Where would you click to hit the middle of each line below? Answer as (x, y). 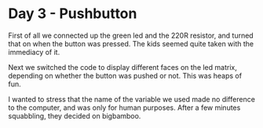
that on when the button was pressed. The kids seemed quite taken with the (131, 43)
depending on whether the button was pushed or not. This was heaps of (125, 75)
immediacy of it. (34, 52)
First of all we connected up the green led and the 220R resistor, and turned (131, 35)
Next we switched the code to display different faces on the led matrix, (122, 67)
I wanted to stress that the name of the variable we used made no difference (131, 99)
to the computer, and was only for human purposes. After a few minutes (124, 108)
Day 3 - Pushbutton (73, 14)
